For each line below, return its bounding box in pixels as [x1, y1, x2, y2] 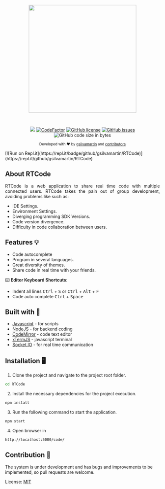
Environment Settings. [12, 208, 57, 214]
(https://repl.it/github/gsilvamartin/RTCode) [5, 156, 93, 161]
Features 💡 [5, 238, 39, 246]
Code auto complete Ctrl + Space [12, 293, 83, 299]
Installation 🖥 [5, 356, 46, 365]
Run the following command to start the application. [12, 409, 117, 415]
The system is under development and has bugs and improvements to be [5, 464, 153, 470]
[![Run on [5, 150, 24, 156]
